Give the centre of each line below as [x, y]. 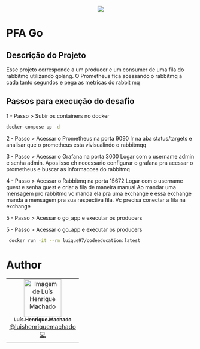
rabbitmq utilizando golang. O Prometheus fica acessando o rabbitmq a [94, 76]
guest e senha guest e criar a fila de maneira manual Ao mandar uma [91, 187]
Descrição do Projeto [46, 55]
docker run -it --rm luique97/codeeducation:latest [75, 240]
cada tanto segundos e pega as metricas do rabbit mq [73, 82]
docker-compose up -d [33, 127]
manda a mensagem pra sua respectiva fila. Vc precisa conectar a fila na [96, 200]
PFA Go [25, 33]
